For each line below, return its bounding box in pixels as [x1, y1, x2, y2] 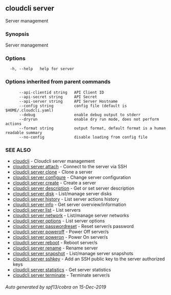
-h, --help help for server [10, 66, 74, 72]
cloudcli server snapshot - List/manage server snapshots [12, 251, 134, 256]
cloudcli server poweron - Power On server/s [12, 234, 108, 240]
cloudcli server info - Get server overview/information [12, 201, 126, 208]
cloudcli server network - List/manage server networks [12, 212, 130, 218]
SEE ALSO [5, 146, 31, 153]
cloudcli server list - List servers [12, 207, 81, 213]
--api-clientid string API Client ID [18, 89, 104, 95]
